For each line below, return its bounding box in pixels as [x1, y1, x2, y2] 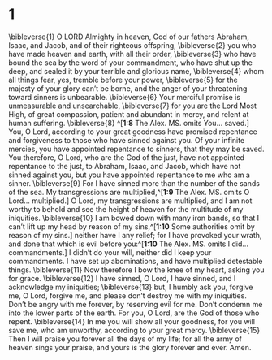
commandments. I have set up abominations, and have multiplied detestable [8, 256, 263, 266]
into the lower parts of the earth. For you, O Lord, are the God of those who [8, 308, 260, 318]
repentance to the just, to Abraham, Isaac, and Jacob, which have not [8, 161, 241, 171]
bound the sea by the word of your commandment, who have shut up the [8, 58, 253, 67]
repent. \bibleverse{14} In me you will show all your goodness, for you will [8, 316, 256, 326]
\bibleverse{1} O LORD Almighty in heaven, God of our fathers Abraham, [8, 32, 249, 41]
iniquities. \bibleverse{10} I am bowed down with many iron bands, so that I [8, 213, 260, 223]
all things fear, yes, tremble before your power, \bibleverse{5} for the [8, 75, 238, 85]
